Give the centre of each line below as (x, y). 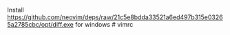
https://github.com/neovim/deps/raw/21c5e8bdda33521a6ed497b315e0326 (115, 17)
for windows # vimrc (104, 24)
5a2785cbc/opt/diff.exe (40, 24)
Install (15, 10)
